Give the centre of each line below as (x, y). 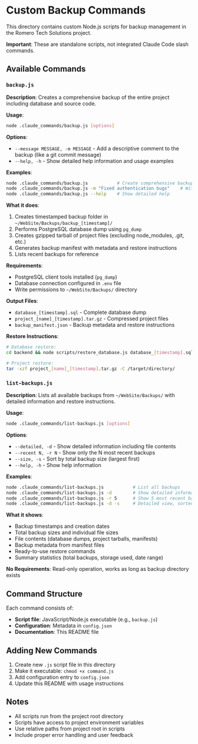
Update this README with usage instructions (69, 683)
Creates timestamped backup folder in (61, 217)
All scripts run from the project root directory (69, 716)
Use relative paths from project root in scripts (70, 729)
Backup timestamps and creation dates (62, 526)
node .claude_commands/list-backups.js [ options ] (68, 424)
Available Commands (46, 69)
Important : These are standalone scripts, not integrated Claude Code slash (97, 44)
